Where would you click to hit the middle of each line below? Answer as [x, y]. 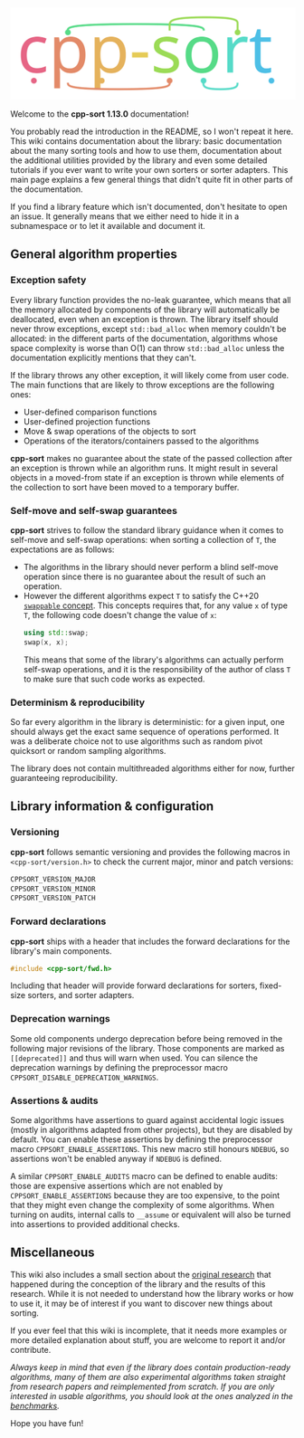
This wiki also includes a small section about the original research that [141, 1274]
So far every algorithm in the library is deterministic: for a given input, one [147, 721]
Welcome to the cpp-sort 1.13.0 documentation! [100, 114]
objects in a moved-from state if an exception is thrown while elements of [147, 477]
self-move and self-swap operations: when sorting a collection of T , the [143, 539]
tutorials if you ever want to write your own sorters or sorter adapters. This [149, 169]
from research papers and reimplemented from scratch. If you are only [142, 1386]
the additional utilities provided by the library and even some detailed [139, 160]
